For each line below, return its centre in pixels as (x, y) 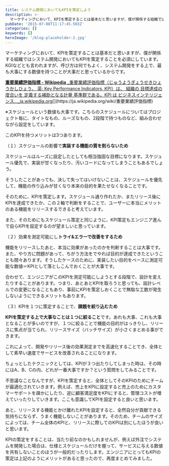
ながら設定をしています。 (31, 124)
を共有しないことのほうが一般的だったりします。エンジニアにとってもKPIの (83, 452)
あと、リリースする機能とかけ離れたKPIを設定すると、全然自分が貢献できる (83, 410)
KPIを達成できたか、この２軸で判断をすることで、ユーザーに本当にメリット (83, 203)
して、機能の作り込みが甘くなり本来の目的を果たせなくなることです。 (77, 186)
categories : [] (21, 29)
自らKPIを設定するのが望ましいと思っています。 (59, 226)
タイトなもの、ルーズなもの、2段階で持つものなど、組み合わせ (97, 118)
